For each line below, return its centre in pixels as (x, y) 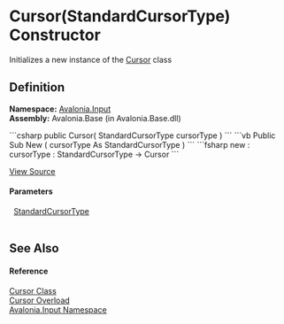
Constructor (55, 35)
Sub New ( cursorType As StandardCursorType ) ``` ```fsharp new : (130, 144)
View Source (32, 171)
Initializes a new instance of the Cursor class (91, 59)
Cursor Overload (40, 300)
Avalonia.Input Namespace (58, 309)
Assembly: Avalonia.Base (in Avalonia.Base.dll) (95, 118)
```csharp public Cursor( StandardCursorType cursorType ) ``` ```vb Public (142, 135)
